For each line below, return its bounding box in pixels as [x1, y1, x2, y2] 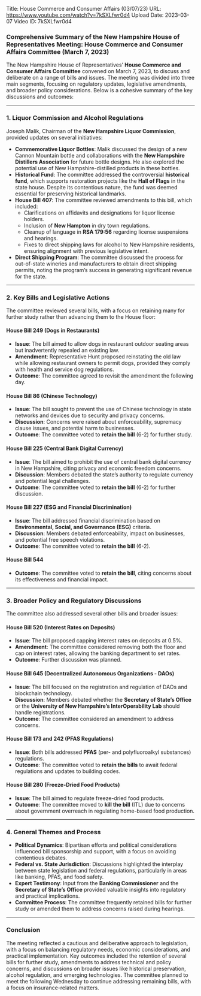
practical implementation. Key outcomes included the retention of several [6, 952, 187, 959]
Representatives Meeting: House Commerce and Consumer [6, 40, 184, 49]
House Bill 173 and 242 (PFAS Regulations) [6, 735, 114, 743]
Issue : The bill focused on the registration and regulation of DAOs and [14, 683, 188, 690]
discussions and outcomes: [6, 93, 74, 101]
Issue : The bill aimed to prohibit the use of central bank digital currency [14, 458, 191, 465]
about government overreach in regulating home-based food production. [14, 807, 195, 814]
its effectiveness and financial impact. [14, 575, 109, 583]
